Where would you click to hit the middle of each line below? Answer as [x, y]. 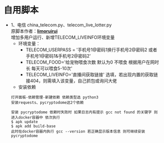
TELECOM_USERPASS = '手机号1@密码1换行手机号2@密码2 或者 [91, 50]
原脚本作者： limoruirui [34, 31]
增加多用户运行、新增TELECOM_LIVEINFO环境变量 [63, 37]
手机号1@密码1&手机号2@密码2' [58, 56]
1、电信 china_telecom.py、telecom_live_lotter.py [61, 25]
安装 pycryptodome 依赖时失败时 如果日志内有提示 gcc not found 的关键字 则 [84, 112]
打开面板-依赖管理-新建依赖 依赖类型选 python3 [55, 97]
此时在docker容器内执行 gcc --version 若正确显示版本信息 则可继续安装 [78, 131]
